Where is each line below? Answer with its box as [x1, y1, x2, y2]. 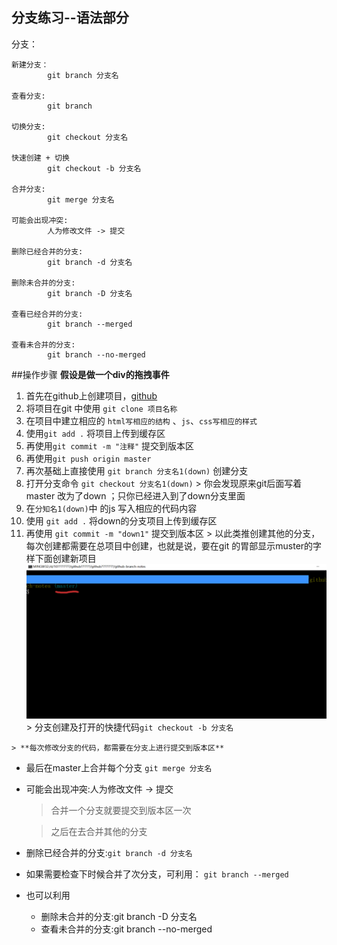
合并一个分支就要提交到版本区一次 [50, 804, 192, 817]
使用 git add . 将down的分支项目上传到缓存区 [25, 514, 218, 527]
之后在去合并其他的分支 [50, 826, 148, 838]
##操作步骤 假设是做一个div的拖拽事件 [11, 368, 170, 380]
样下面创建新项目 [25, 552, 97, 564]
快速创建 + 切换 [11, 153, 70, 163]
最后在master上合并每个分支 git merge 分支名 [25, 762, 213, 774]
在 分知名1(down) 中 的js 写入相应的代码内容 [25, 502, 198, 514]
